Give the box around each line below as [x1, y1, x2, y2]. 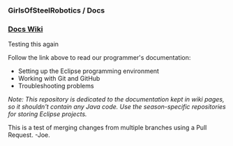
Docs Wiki [8, 24, 43, 33]
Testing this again [8, 40, 59, 49]
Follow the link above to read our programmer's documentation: [8, 54, 191, 62]
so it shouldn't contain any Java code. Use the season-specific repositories [8, 103, 226, 111]
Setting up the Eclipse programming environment [17, 67, 160, 75]
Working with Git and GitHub [17, 74, 100, 83]
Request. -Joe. [8, 131, 51, 139]
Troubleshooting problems [17, 82, 94, 90]
